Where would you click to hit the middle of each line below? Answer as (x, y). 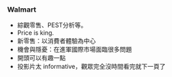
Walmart (22, 10)
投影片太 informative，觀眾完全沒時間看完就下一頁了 (91, 67)
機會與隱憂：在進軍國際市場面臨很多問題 (74, 50)
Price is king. (35, 33)
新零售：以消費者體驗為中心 (56, 41)
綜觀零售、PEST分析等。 (52, 25)
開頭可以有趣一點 (41, 58)
